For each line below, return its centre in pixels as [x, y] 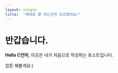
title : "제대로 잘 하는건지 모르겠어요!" [43, 14]
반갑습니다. [27, 40]
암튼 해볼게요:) [19, 66]
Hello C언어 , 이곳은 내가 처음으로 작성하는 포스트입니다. [59, 55]
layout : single [21, 10]
